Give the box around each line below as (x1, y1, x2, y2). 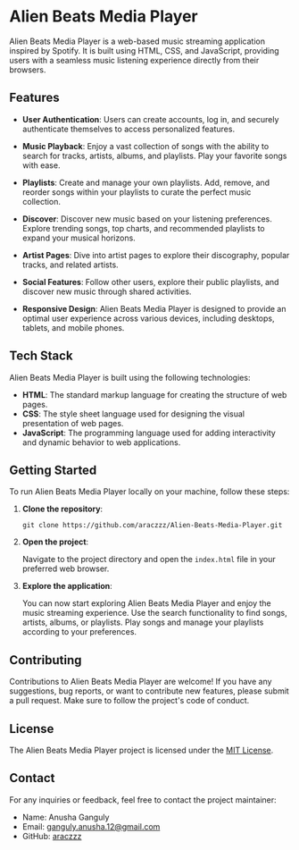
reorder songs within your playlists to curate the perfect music (21, 186, 252, 198)
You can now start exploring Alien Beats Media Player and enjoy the (21, 598, 272, 609)
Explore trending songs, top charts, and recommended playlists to (21, 223, 265, 233)
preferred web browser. (21, 563, 110, 574)
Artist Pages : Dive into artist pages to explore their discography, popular (21, 249, 290, 260)
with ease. (21, 159, 61, 171)
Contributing (9, 652, 82, 668)
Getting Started (9, 462, 97, 477)
